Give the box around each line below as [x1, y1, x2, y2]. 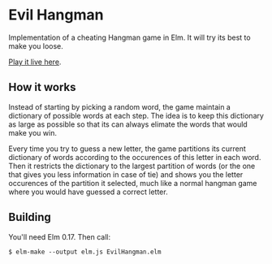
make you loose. [8, 41, 63, 50]
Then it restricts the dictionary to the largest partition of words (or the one [8, 161, 256, 171]
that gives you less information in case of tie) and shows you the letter [8, 169, 244, 180]
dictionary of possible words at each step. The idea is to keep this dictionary [8, 110, 264, 120]
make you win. [8, 128, 57, 137]
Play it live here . [8, 57, 62, 67]
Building [8, 210, 51, 224]
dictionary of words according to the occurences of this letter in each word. [8, 152, 261, 162]
